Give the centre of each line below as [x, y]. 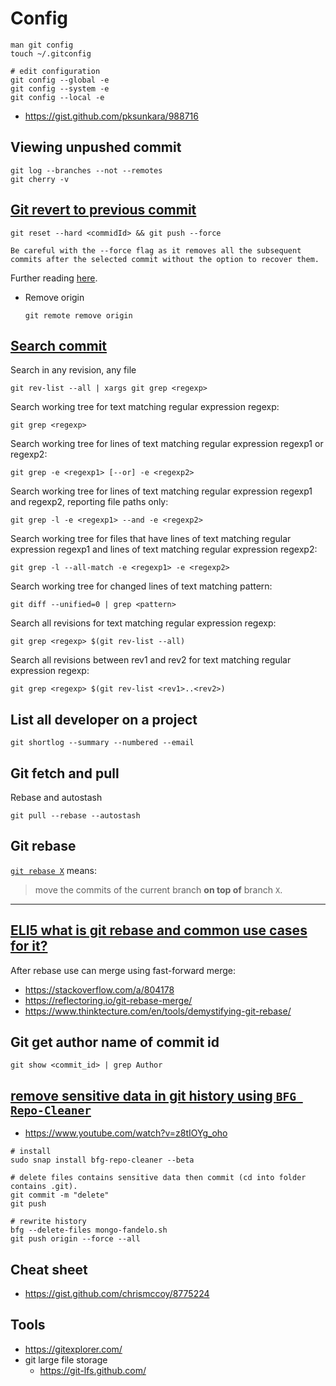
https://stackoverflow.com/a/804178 [99, 989]
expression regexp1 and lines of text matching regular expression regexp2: [164, 549]
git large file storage [66, 1359]
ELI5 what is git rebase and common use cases [159, 930]
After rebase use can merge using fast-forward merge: [123, 970]
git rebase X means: [53, 870]
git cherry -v [40, 179]
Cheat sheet [49, 1269]
